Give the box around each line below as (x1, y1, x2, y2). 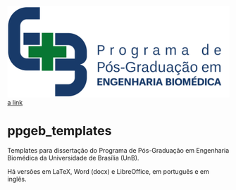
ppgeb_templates (7, 122, 112, 139)
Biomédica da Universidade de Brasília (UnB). (7, 153, 139, 162)
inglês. (7, 175, 27, 183)
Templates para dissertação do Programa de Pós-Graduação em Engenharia (7, 146, 230, 154)
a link (7, 98, 23, 106)
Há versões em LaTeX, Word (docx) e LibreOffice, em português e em (7, 167, 210, 175)
